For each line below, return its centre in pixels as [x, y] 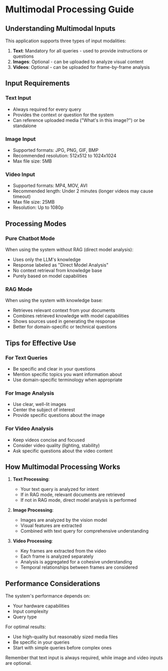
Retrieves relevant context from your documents [64, 310]
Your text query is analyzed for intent [60, 489]
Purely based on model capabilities [50, 276]
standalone [25, 126]
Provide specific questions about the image [59, 415]
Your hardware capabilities [41, 606]
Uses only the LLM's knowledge [47, 259]
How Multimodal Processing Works [63, 467]
